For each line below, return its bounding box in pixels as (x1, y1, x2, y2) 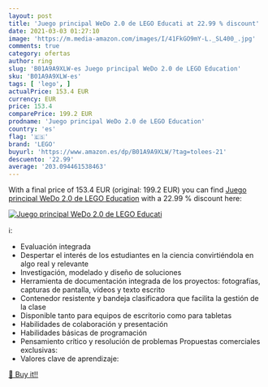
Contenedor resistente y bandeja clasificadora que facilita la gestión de (19, 294, 259, 303)
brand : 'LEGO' (8, 140, 57, 148)
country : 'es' (8, 125, 57, 133)
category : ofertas (8, 49, 71, 58)
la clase (19, 302, 46, 312)
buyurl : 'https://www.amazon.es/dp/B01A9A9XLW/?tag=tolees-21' (8, 148, 227, 156)
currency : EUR (8, 95, 57, 103)
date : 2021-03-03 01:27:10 (8, 27, 100, 35)
